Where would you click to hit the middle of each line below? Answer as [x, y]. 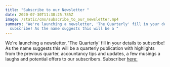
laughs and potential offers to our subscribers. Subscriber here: [72, 59]
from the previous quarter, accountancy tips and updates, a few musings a [83, 54]
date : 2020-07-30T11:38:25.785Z [39, 15]
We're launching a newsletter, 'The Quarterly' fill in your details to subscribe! [85, 43]
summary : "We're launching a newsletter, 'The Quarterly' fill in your [82, 24]
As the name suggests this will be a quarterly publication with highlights [80, 48]
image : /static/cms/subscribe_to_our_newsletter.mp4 [62, 19]
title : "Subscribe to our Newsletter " [47, 10]
